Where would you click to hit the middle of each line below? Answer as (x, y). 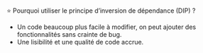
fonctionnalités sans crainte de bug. (69, 34)
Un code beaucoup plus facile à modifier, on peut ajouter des (106, 27)
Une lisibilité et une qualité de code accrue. (80, 42)
